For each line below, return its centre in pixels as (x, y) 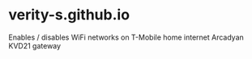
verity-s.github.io (69, 15)
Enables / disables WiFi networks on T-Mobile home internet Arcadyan (126, 37)
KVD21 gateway (35, 45)
